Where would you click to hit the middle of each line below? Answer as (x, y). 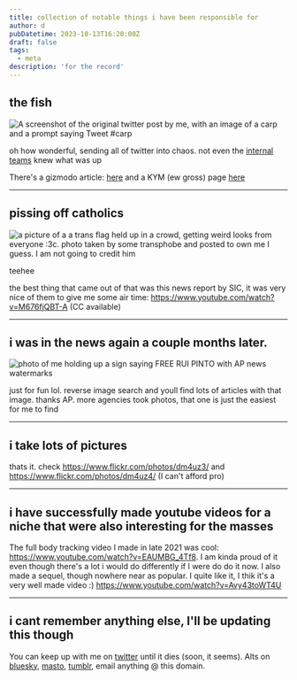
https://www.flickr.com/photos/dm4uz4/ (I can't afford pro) (117, 476)
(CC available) (95, 306)
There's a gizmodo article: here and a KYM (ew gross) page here (127, 177)
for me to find (34, 409)
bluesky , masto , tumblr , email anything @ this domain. (107, 666)
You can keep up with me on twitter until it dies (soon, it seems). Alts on (140, 656)
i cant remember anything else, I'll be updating (140, 621)
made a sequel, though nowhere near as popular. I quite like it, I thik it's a (142, 576)
